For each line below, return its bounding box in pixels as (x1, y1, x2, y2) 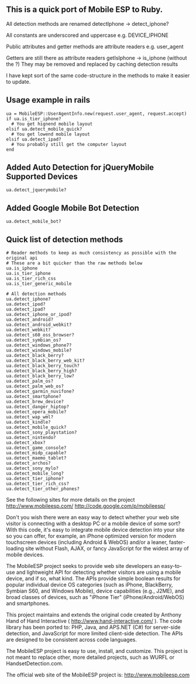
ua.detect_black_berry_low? (6, 373, 75, 379)
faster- (169, 539, 185, 546)
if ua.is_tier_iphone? (6, 115, 61, 122)
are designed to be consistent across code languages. (6, 636, 137, 644)
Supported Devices (6, 172, 78, 182)
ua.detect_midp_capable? (6, 450, 67, 456)
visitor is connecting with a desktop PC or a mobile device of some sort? (6, 520, 181, 527)
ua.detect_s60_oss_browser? (6, 332, 75, 338)
